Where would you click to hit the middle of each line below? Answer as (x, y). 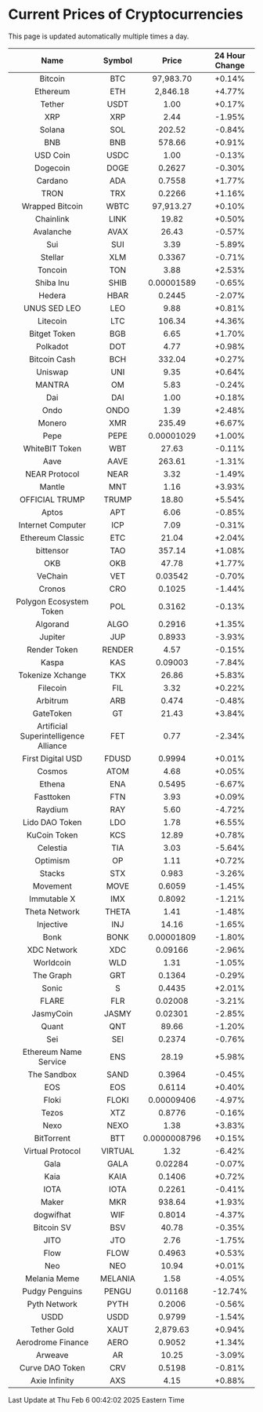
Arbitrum (52, 700)
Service (52, 1061)
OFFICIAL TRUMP (52, 499)
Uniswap (52, 372)
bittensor (52, 550)
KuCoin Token (52, 835)
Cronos (52, 589)
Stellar (52, 257)
